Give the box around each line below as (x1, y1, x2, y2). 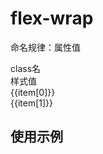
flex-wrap (10, 7, 94, 30)
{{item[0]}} (10, 86, 56, 98)
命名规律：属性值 (10, 41, 81, 53)
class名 (10, 62, 42, 74)
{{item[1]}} (10, 97, 54, 109)
